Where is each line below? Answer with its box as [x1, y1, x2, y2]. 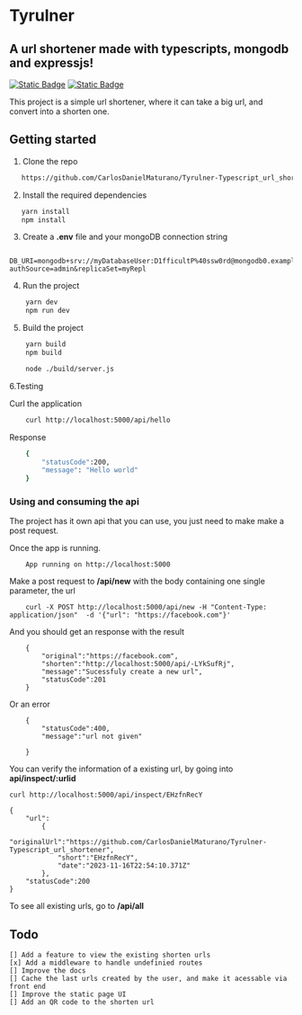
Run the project [22, 280, 80, 291]
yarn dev [25, 298, 58, 307]
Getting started [9, 132, 97, 147]
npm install [21, 215, 67, 225]
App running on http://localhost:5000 [25, 560, 171, 569]
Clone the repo [22, 156, 78, 166]
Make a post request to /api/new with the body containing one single [9, 576, 265, 587]
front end [9, 982, 47, 992]
